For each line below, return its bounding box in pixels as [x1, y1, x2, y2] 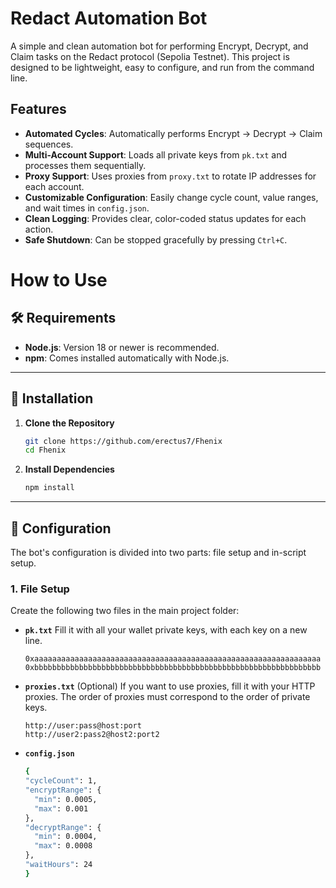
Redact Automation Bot [10, 7, 208, 30]
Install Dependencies [24, 463, 115, 476]
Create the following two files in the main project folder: [10, 605, 240, 617]
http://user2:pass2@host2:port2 [24, 730, 160, 740]
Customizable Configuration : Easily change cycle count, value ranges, [24, 191, 319, 203]
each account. [24, 180, 85, 192]
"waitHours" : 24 [24, 860, 93, 870]
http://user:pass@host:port [24, 721, 142, 731]
